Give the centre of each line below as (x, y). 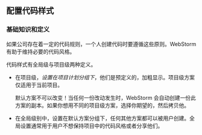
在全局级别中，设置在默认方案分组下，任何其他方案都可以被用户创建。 (102, 118)
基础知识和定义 (28, 30)
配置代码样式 (30, 11)
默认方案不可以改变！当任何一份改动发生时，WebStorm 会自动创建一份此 (106, 97)
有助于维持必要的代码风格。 (41, 51)
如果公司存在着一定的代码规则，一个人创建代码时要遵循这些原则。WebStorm (101, 44)
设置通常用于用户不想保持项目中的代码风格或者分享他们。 (92, 125)
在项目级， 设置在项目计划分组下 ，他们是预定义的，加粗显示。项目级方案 (105, 77)
